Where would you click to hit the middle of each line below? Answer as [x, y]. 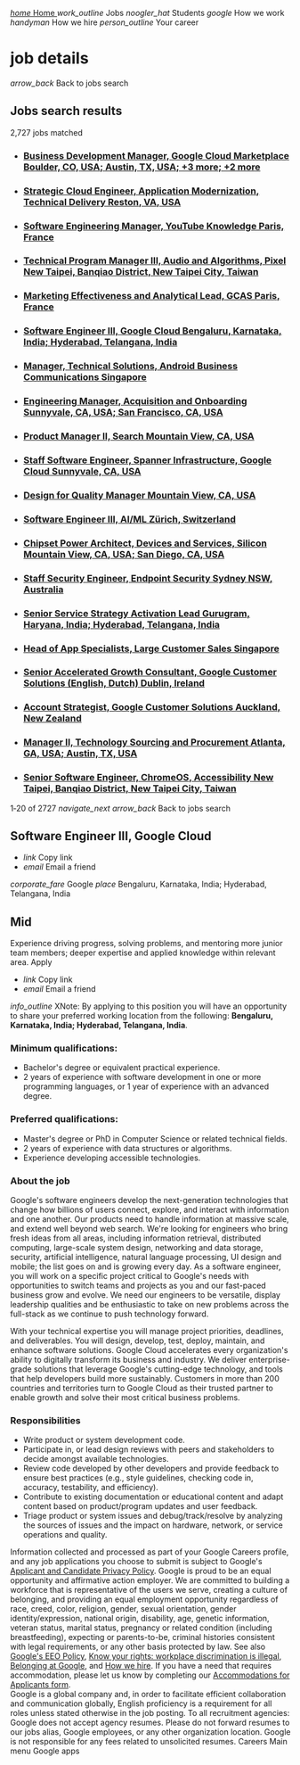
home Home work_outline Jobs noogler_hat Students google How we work [147, 13]
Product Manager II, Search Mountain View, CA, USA [138, 436]
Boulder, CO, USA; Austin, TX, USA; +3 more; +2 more [142, 167]
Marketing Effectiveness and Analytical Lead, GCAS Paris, [151, 296]
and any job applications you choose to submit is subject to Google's [136, 1562]
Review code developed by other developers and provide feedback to [151, 1468]
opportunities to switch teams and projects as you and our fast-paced [138, 1286]
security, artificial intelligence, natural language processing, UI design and [146, 1258]
